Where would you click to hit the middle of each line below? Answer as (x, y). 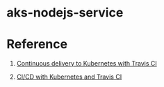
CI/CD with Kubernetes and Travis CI (69, 77)
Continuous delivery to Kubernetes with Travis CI (87, 64)
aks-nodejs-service (65, 13)
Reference (37, 45)
